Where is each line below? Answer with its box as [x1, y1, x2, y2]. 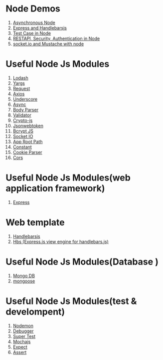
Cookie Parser [12, 149, 42, 155]
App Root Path [12, 138, 43, 144]
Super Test [12, 333, 36, 339]
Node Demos [5, 3, 60, 14]
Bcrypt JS [12, 128, 34, 134]
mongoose [12, 278, 35, 284]
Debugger [12, 328, 34, 334]
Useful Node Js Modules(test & [5, 295, 137, 306]
